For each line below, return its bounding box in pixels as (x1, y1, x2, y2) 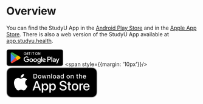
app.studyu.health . (6, 37, 53, 44)
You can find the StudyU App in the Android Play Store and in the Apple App (6, 24, 197, 31)
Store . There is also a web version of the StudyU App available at (6, 30, 169, 37)
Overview (6, 4, 57, 18)
